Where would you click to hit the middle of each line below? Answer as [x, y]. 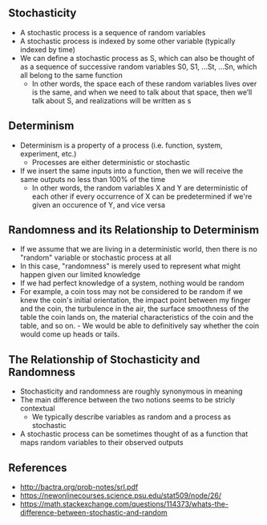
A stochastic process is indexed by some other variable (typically [127, 41]
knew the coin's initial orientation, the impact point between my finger [135, 301]
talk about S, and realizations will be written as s [111, 100]
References [38, 468]
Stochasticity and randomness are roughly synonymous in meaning [131, 391]
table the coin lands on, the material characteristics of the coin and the [137, 317]
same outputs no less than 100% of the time [93, 179]
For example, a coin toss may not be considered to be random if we [131, 292]
